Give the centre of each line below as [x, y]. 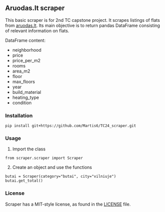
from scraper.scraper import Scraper [44, 158]
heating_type [26, 97]
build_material [27, 92]
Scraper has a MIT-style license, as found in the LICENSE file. [68, 204]
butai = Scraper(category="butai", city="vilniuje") [61, 177]
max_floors [24, 81]
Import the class [29, 149]
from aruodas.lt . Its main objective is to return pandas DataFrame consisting [82, 25]
